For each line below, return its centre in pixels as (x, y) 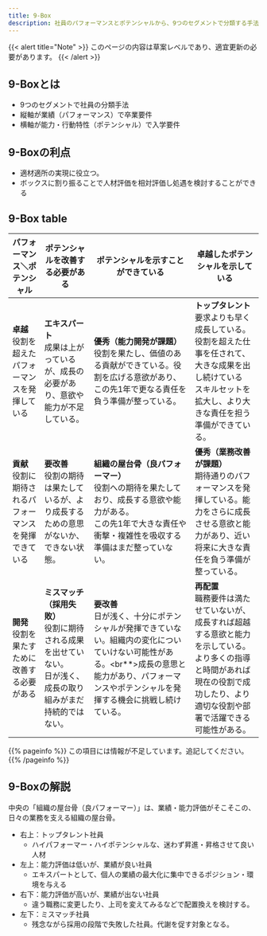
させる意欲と (219, 523)
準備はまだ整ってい (130, 547)
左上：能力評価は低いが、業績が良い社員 (86, 864)
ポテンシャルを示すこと (140, 260)
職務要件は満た (222, 598)
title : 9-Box (30, 16)
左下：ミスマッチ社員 (54, 914)
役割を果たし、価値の (134, 353)
